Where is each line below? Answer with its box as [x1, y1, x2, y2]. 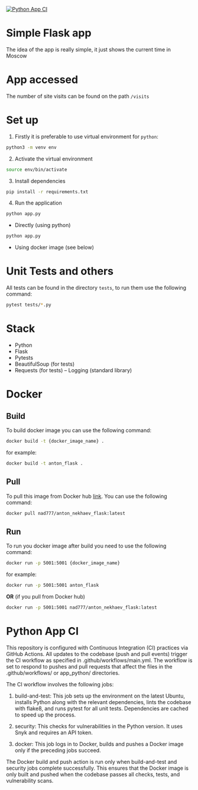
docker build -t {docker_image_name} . [6, 438, 105, 444]
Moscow [6, 52, 28, 59]
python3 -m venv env [6, 144, 57, 151]
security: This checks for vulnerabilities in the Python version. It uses [14, 722, 183, 730]
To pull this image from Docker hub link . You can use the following [6, 492, 167, 500]
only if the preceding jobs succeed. [14, 747, 102, 754]
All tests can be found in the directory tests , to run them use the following [6, 284, 187, 292]
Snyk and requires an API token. [14, 729, 93, 736]
